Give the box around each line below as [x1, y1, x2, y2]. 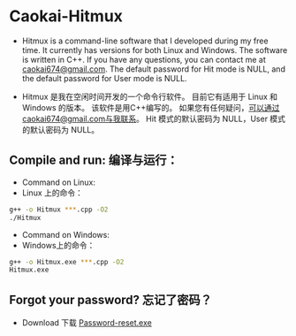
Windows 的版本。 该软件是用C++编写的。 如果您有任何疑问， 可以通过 [21, 102, 280, 112]
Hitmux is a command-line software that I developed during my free [21, 35, 269, 46]
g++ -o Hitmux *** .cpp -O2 [9, 205, 109, 214]
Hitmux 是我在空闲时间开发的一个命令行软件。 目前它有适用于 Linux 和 [21, 91, 278, 102]
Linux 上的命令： [21, 187, 84, 198]
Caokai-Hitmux [9, 6, 124, 27]
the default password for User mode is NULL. [21, 73, 187, 83]
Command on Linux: [21, 177, 95, 187]
